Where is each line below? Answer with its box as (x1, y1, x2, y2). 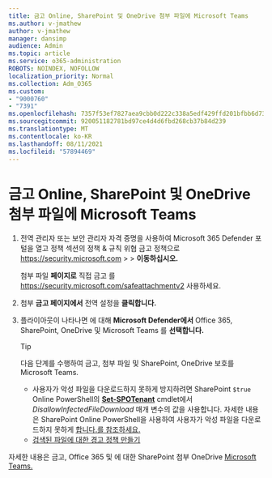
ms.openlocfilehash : (8, 110, 79, 118)
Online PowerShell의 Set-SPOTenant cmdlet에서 (32, 395, 193, 404)
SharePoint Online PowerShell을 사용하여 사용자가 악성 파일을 (40, 415, 240, 425)
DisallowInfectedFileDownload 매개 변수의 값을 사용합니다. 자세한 (32, 404, 244, 414)
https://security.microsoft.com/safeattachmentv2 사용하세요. (19, 281, 221, 291)
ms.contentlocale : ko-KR (8, 132, 92, 140)
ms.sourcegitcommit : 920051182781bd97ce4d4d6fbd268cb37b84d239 (8, 117, 227, 126)
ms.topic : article (8, 49, 70, 58)
